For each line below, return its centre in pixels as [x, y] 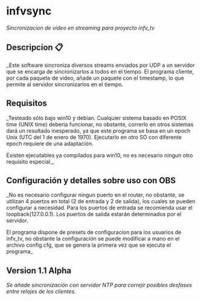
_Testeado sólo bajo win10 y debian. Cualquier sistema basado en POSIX [97, 118]
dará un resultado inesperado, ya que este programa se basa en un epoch [98, 130]
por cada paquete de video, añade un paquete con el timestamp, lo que [95, 78]
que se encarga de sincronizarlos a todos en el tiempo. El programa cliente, [100, 71]
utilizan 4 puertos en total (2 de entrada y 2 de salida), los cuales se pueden [101, 201]
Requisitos [27, 103]
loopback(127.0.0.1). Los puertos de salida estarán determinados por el [94, 214]
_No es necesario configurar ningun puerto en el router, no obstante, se [95, 195]
